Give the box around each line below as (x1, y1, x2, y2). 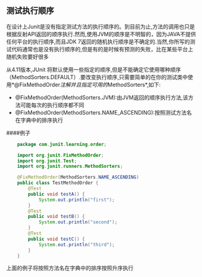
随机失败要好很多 (6, 53, 49, 60)
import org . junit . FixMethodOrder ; (17, 152, 104, 158)
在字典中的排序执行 (15, 116, 64, 124)
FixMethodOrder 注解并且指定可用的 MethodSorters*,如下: (19, 81, 161, 88)
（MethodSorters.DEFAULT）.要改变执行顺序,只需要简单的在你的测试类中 (6, 73, 188, 80)
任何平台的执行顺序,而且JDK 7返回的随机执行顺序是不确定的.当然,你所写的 (6, 38, 191, 45)
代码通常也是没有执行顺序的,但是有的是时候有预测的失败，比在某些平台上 (11, 45, 194, 53)
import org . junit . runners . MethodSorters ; (17, 164, 123, 170)
